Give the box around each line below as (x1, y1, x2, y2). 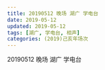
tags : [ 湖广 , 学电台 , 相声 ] (7, 29, 80, 36)
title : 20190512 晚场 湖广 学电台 (7, 10, 99, 17)
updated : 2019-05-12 (7, 23, 67, 30)
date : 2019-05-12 (7, 16, 57, 23)
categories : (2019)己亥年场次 (7, 36, 89, 43)
